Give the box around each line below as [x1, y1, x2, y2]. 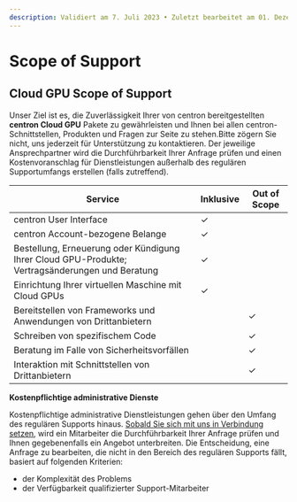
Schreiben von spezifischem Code [13, 329, 156, 342]
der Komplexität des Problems [21, 473, 133, 483]
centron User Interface [13, 213, 108, 226]
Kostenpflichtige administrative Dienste [9, 391, 159, 403]
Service [86, 192, 119, 205]
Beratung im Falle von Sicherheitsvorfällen [13, 344, 189, 356]
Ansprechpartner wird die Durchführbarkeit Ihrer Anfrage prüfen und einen [9, 147, 282, 158]
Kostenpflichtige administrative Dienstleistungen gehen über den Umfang [9, 409, 277, 420]
